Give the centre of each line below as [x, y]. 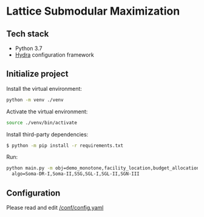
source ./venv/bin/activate [42, 123]
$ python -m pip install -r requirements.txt [65, 145]
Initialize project [37, 74]
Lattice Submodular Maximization [93, 11]
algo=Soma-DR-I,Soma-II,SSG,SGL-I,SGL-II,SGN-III [76, 174]
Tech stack [28, 34]
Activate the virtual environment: [47, 112]
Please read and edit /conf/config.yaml [55, 208]
